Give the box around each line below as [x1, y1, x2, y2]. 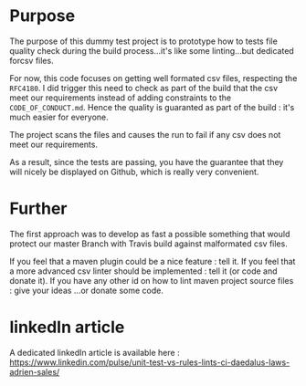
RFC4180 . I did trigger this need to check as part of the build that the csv [9, 82, 279, 93]
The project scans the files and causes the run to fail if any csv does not [9, 129, 281, 140]
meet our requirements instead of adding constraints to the [9, 92, 231, 103]
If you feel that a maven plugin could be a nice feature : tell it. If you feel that [9, 256, 296, 266]
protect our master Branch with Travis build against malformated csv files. [9, 238, 288, 249]
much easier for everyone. [9, 111, 110, 122]
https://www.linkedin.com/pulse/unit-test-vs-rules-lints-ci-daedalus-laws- [9, 357, 290, 368]
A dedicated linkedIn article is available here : [9, 347, 180, 358]
